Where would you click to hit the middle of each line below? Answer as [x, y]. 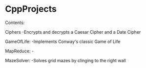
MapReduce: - [20, 51]
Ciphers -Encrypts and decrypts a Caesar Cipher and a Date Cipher [73, 32]
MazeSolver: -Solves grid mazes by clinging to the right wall [65, 60]
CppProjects [31, 9]
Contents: [15, 23]
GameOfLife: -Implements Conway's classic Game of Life [63, 41]
